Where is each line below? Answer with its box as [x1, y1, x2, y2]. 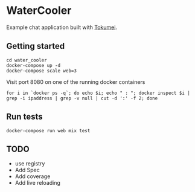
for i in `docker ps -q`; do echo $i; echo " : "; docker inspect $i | [6, 90, 190, 96]
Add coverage [14, 173, 51, 180]
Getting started [6, 41, 65, 51]
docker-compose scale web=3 [6, 68, 77, 74]
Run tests [6, 112, 43, 122]
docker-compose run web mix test [6, 127, 91, 133]
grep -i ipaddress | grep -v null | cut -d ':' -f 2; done [6, 95, 158, 101]
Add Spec [14, 167, 40, 174]
